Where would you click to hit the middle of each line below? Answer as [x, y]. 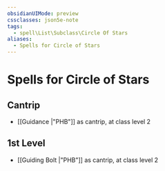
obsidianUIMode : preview [43, 13]
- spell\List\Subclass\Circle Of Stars [71, 33]
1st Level [26, 143]
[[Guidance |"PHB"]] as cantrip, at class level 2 [84, 122]
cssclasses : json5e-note [43, 20]
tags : [15, 26]
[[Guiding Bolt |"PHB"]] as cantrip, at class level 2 [88, 160]
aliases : [20, 39]
